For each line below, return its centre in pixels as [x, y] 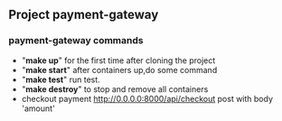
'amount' [38, 108]
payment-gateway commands [76, 41]
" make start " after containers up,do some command [119, 70]
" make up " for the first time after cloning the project [118, 60]
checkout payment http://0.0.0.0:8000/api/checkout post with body [147, 98]
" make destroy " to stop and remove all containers [115, 88]
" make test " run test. [61, 79]
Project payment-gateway [84, 15]
